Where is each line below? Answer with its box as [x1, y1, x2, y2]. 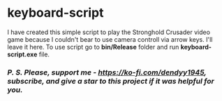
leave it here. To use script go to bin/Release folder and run [7, 42, 179, 51]
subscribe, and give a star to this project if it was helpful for [7, 76, 214, 86]
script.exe [7, 50, 38, 59]
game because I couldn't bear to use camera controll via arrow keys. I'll [7, 35, 213, 43]
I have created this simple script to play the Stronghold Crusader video [7, 28, 211, 36]
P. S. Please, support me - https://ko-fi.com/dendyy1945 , [7, 68, 207, 77]
